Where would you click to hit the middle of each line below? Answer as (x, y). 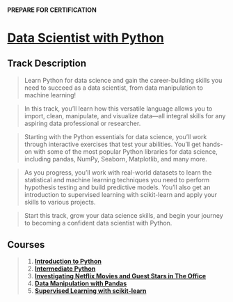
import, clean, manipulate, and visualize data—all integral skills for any (125, 116)
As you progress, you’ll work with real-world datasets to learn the (118, 172)
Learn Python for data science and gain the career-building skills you (123, 80)
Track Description (47, 64)
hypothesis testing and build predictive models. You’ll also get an (117, 187)
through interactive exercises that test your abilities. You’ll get (113, 144)
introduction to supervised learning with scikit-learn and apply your (121, 194)
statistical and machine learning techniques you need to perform (117, 180)
